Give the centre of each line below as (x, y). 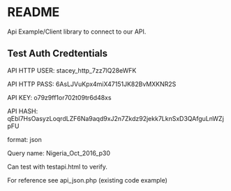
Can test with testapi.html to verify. (58, 167)
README (33, 12)
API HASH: (23, 111)
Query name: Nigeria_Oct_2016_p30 (59, 153)
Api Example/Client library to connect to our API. (77, 31)
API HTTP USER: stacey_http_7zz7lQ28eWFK (72, 70)
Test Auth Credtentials (58, 54)
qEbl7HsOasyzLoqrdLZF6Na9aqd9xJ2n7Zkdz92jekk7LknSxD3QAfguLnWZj (116, 118)
